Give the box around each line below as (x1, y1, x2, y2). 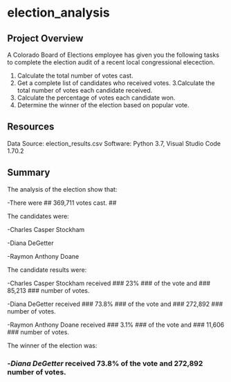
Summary (7, 167, 50, 179)
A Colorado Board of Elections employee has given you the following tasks (7, 51, 220, 59)
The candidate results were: (7, 265, 87, 274)
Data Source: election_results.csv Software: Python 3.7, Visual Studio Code (7, 139, 221, 147)
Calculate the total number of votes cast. (17, 71, 133, 80)
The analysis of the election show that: (7, 185, 118, 193)
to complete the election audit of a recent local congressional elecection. (7, 58, 215, 66)
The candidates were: (7, 212, 69, 220)
